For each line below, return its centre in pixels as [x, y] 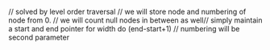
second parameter [39, 37]
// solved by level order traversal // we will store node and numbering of [127, 12]
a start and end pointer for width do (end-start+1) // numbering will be [124, 29]
